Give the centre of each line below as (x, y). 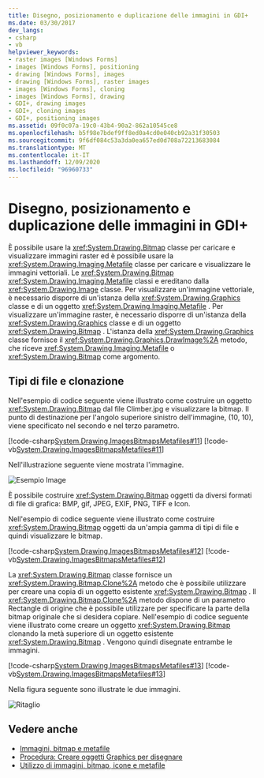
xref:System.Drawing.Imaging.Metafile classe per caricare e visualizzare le (129, 264)
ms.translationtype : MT (47, 148)
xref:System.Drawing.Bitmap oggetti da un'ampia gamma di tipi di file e (123, 527)
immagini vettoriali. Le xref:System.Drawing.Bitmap (91, 272)
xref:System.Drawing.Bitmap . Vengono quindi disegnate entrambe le (120, 641)
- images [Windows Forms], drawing (67, 96)
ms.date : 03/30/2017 (42, 23)
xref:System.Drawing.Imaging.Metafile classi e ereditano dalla (109, 280)
